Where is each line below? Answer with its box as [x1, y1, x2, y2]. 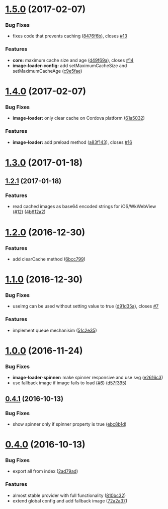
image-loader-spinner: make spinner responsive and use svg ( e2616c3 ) [12, 375, 163, 381]
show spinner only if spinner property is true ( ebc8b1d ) [12, 421, 127, 427]
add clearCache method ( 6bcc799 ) [12, 256, 86, 262]
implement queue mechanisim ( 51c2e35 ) [12, 327, 97, 333]
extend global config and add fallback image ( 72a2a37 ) [12, 497, 128, 503]
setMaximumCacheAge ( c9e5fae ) [12, 68, 82, 74]
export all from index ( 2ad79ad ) [12, 468, 78, 474]
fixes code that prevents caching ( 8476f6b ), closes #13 [12, 33, 127, 39]
